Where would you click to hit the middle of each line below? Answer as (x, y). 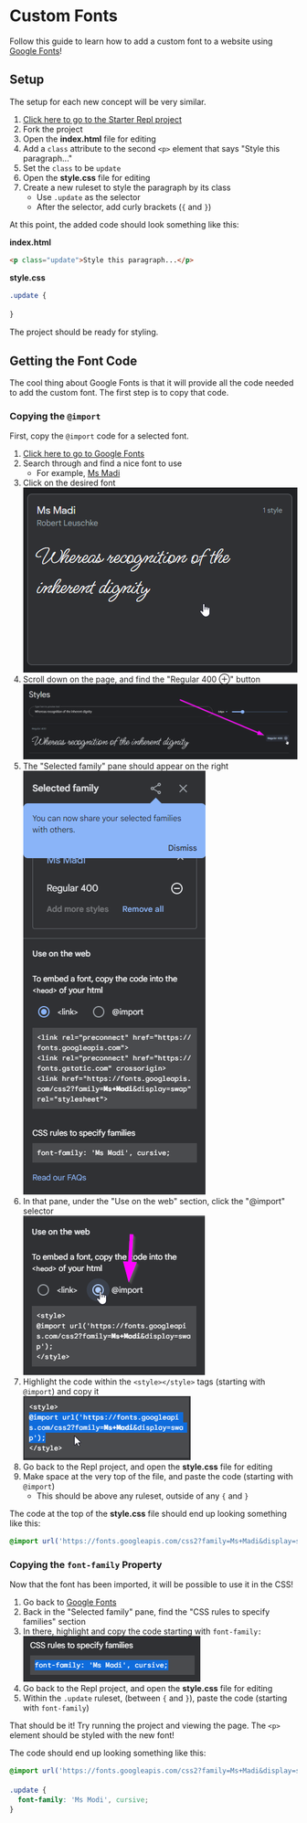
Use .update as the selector (88, 196)
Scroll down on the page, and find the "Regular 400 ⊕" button (142, 679)
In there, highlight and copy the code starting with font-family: (142, 1631)
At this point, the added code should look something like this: (124, 224)
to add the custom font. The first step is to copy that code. (119, 393)
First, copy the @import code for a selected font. (99, 436)
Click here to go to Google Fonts (83, 454)
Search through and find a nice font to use (102, 463)
